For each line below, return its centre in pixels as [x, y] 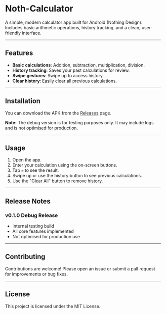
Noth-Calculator [39, 9]
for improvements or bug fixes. [37, 274]
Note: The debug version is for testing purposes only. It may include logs [80, 122]
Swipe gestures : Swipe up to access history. [58, 75]
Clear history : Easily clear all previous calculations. [64, 81]
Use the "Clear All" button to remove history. [58, 181]
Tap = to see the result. [36, 170]
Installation [23, 101]
